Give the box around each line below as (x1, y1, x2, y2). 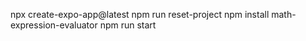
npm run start (99, 19, 157, 31)
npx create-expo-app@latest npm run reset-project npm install (10, 9, 270, 20)
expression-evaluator (10, 19, 98, 31)
